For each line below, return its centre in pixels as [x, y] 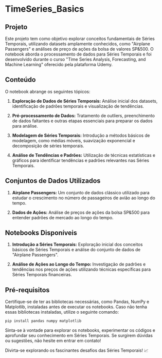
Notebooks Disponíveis [41, 233]
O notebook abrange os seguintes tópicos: [48, 92]
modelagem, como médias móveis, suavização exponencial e [73, 140]
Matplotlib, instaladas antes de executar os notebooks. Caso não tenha [76, 307]
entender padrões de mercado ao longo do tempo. [63, 217]
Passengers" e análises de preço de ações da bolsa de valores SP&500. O [80, 49]
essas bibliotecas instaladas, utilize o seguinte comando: [62, 312]
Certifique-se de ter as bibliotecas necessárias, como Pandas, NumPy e [77, 302]
